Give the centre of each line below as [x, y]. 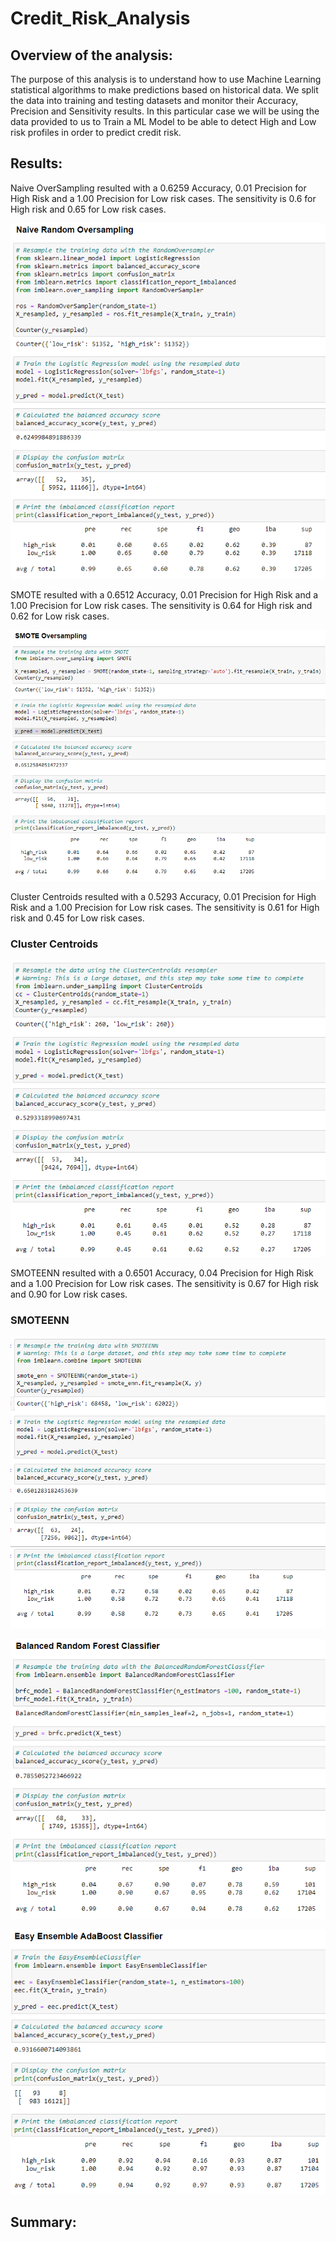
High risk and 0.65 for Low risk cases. [88, 209]
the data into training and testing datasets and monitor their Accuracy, [154, 100]
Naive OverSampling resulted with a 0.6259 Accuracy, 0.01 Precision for [158, 188]
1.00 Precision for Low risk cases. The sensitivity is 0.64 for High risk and [161, 606]
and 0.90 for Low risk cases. [69, 1294]
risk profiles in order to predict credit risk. [96, 132]
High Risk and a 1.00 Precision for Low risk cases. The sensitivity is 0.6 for [163, 198]
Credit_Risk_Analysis [100, 18]
